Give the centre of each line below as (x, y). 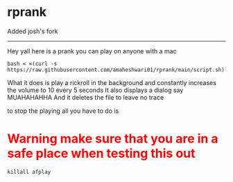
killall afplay (29, 172)
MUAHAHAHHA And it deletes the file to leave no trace (86, 97)
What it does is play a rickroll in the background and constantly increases (112, 82)
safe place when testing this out (101, 154)
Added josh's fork (33, 31)
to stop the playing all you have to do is (63, 111)
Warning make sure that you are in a (113, 139)
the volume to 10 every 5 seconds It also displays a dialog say (95, 90)
